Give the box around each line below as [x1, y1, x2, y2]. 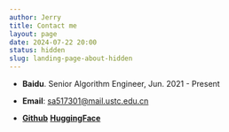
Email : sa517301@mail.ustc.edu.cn [21, 96, 149, 106]
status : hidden [9, 46, 66, 55]
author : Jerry [9, 12, 62, 22]
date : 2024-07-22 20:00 [9, 37, 98, 47]
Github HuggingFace [21, 113, 101, 123]
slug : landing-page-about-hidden [9, 54, 133, 63]
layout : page [9, 29, 58, 38]
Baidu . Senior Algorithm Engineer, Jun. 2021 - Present [21, 79, 220, 89]
